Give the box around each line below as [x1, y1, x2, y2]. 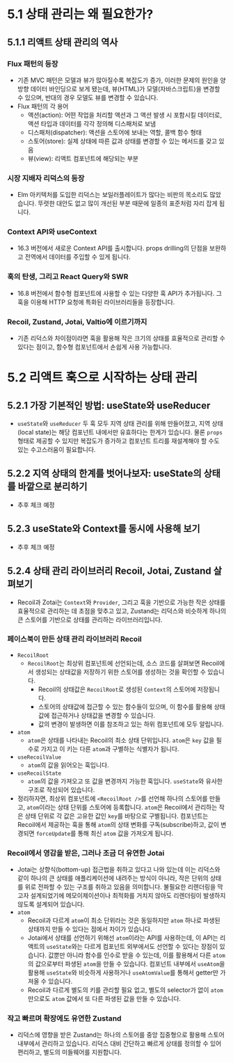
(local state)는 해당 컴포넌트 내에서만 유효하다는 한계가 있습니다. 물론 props [17, 428, 223, 436]
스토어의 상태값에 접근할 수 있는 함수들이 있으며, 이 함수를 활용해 [38, 702, 213, 711]
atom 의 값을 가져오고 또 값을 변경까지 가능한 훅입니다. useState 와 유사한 [27, 777, 223, 785]
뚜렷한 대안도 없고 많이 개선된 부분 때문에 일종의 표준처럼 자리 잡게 [38, 199, 218, 207]
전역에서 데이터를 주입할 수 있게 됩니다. [24, 253, 131, 261]
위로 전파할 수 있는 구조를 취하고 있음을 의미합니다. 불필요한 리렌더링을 [24, 883, 216, 891]
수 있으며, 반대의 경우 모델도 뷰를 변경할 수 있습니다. [17, 93, 159, 102]
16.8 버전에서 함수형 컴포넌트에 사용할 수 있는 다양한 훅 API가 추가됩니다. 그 [17, 289, 223, 297]
